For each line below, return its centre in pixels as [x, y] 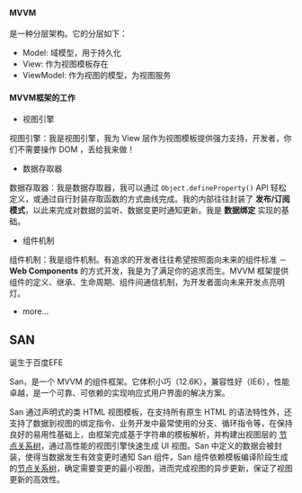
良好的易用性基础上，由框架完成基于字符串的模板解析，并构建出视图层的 [143, 435]
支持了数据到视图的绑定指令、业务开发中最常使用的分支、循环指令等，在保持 [151, 424]
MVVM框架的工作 [43, 97]
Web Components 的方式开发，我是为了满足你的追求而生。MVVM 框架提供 [149, 271]
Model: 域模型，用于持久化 [71, 53]
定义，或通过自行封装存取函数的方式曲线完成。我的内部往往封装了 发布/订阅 [150, 199]
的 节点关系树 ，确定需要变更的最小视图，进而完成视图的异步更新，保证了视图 [151, 469]
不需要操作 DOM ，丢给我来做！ [76, 149]
